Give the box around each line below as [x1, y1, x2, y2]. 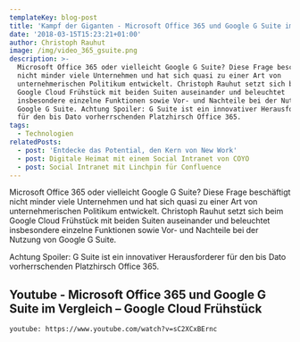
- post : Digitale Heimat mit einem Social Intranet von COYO [17, 154, 250, 163]
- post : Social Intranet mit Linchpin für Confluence [17, 163, 221, 171]
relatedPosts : [9, 138, 62, 146]
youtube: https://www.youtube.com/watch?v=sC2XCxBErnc [9, 325, 218, 334]
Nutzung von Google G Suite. [9, 234, 117, 246]
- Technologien [17, 129, 74, 138]
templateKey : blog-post [9, 13, 98, 22]
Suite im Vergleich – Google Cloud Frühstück [9, 301, 262, 316]
